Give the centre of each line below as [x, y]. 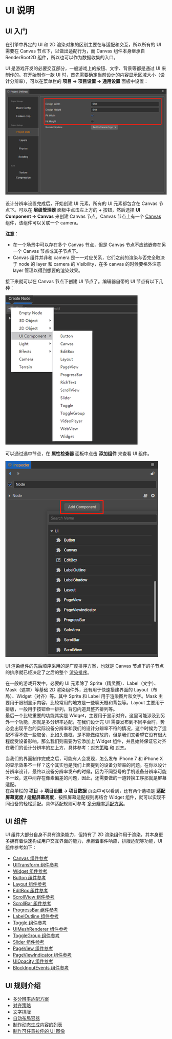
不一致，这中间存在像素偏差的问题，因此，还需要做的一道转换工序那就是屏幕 [86, 777]
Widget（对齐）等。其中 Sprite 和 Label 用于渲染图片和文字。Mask [87, 696]
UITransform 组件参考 [36, 865]
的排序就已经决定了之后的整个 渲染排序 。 [49, 672]
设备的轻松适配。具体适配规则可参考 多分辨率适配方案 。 [69, 803]
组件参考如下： [21, 847]
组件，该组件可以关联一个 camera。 [43, 222]
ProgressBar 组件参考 [35, 910]
